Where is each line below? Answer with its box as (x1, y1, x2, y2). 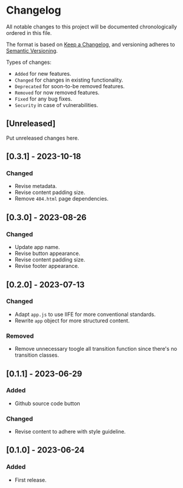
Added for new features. (14, 70, 71, 77)
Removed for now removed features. (14, 89, 100, 96)
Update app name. (14, 244, 60, 251)
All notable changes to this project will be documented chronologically (6, 23, 177, 30)
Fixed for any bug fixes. (14, 95, 73, 102)
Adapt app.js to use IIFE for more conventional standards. (14, 311, 156, 318)
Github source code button (14, 400, 81, 407)
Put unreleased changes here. (6, 134, 80, 141)
